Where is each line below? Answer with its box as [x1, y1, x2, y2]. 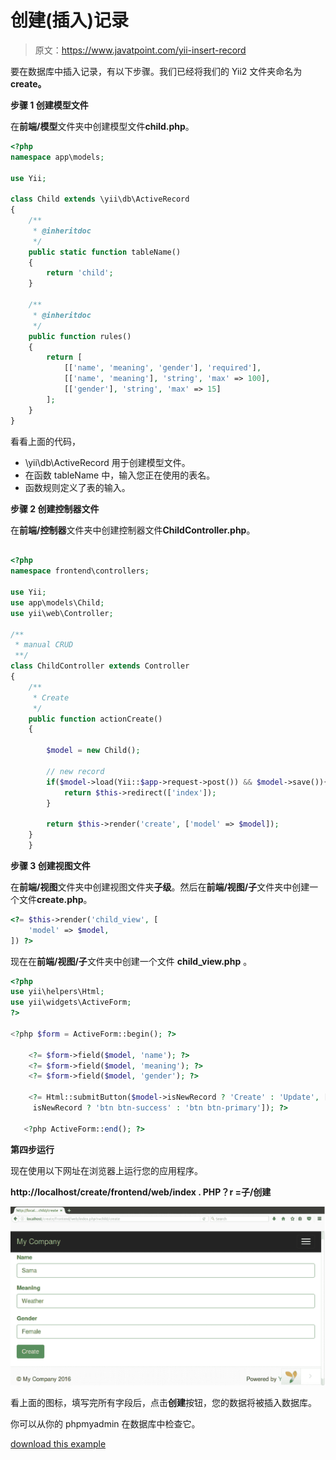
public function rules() [28, 331, 132, 341]
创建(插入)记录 [10, 9, 130, 32]
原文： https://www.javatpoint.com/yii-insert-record [34, 44, 247, 56]
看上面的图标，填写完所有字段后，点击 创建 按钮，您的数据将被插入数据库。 [10, 1397, 317, 1409]
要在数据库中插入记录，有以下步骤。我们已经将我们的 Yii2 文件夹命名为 [10, 65, 303, 77]
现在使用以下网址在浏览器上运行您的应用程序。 [10, 1164, 203, 1176]
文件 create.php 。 [18, 893, 93, 905]
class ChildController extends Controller [10, 661, 190, 671]
